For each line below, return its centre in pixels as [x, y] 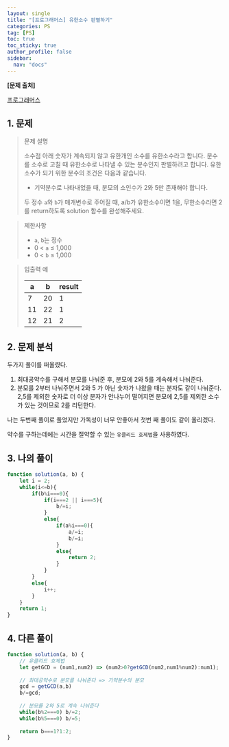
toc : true [21, 39]
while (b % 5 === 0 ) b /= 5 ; [50, 718]
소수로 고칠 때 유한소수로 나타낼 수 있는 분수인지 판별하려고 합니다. [120, 164]
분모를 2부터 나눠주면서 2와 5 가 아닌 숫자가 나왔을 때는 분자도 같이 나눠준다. [119, 388]
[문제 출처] [21, 85]
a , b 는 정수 [48, 240]
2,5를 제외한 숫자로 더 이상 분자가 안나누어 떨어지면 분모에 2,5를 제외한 [112, 397]
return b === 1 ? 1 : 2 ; [46, 731]
